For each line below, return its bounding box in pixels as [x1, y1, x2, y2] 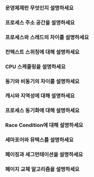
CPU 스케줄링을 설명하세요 [5, 63, 66, 70]
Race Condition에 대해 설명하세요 [5, 121, 83, 128]
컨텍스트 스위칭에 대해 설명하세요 [5, 48, 80, 55]
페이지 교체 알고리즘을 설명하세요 [5, 166, 80, 173]
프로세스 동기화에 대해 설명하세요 [5, 107, 80, 114]
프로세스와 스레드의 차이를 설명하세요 [5, 33, 89, 40]
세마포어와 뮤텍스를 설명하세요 [5, 136, 74, 143]
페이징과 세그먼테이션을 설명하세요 [5, 151, 83, 158]
